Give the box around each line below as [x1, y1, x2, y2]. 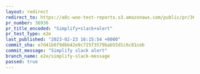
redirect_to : [5, 14, 38, 20]
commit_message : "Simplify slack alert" [5, 48, 108, 54]
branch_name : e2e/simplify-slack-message [5, 53, 110, 59]
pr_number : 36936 [5, 20, 49, 26]
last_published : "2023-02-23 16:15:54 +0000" [5, 36, 121, 42]
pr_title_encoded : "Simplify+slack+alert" [5, 25, 113, 32]
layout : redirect [5, 8, 49, 15]
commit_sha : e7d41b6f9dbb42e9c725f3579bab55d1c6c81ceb [5, 42, 145, 48]
